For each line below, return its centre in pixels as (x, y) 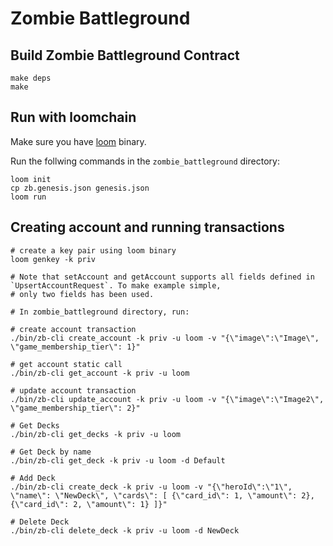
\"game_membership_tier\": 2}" (75, 408)
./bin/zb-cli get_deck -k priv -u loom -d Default (118, 460)
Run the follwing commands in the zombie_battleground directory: (145, 161)
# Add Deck (33, 478)
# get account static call (66, 364)
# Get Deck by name (51, 452)
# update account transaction (73, 390)
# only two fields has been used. (82, 294)
